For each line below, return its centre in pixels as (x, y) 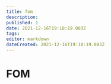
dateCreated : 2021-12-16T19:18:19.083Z (56, 45)
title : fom (20, 12)
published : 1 (22, 22)
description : (22, 17)
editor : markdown (28, 39)
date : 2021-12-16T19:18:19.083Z (46, 28)
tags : (13, 34)
